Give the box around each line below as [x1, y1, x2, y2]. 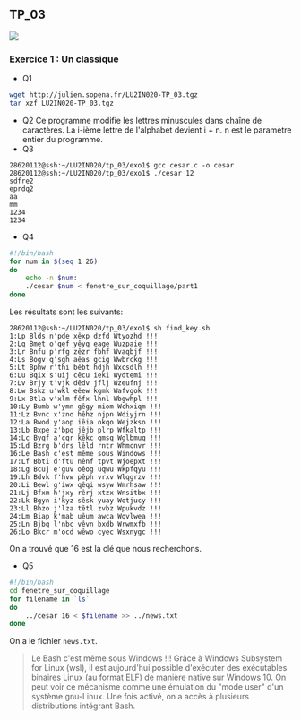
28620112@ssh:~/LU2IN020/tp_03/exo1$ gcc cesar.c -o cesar [9, 160, 235, 169]
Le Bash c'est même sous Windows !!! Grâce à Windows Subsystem [30, 653, 283, 664]
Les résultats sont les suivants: [9, 306, 124, 317]
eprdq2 [9, 184, 34, 193]
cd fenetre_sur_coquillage [9, 586, 110, 595]
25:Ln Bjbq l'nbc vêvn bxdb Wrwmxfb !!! [9, 519, 163, 529]
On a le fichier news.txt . [9, 636, 99, 647]
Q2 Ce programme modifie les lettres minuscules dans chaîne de [21, 115, 262, 125]
